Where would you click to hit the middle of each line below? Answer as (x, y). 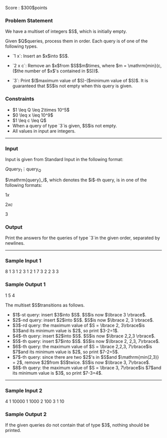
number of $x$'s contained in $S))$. (62, 71)
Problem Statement (29, 20)
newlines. (15, 243)
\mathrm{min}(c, (145, 66)
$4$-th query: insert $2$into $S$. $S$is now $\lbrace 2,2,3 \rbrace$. (84, 336)
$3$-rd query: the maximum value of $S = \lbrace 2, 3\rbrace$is (79, 325)
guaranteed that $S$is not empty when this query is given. (72, 86)
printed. (13, 431)
